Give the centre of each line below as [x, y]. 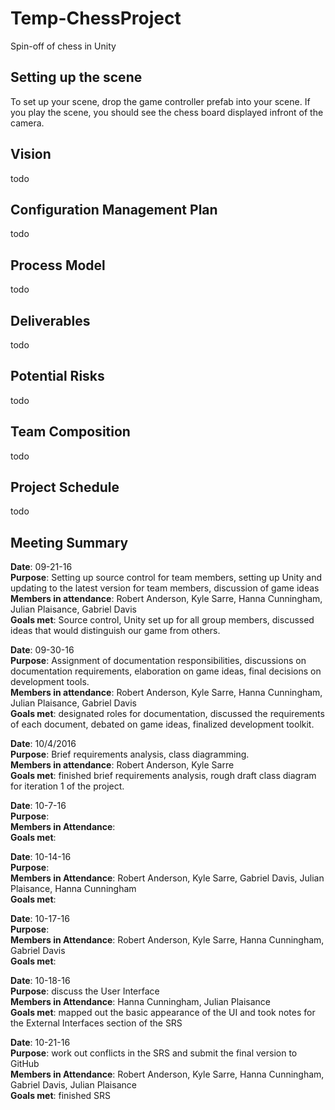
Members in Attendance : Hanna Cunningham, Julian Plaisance [140, 1002]
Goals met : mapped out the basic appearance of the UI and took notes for [163, 1013]
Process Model [58, 265]
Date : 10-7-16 [38, 806]
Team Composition [70, 432]
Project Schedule [65, 487]
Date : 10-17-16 [40, 919]
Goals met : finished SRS [61, 1096]
